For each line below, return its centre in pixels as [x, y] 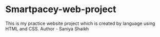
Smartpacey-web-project [61, 9]
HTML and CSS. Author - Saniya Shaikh [47, 28]
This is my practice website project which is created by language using [80, 23]
